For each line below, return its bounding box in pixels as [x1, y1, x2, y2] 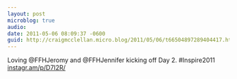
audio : [7, 23, 27, 30]
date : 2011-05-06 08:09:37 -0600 [7, 30, 106, 37]
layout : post [7, 10, 46, 18]
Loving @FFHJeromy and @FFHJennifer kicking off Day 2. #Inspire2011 [7, 56, 215, 64]
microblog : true [7, 17, 55, 24]
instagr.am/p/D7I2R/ [7, 63, 66, 72]
